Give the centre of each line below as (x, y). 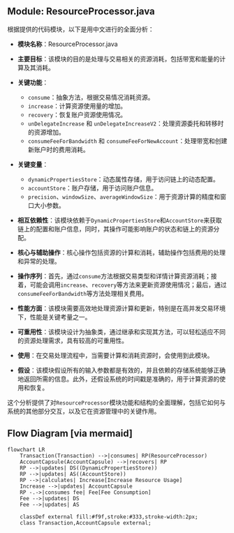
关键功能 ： (33, 82)
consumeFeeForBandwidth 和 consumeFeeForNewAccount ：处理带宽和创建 (127, 141)
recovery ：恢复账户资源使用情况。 (77, 114)
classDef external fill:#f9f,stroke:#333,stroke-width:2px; (109, 517)
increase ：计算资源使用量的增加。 (77, 106)
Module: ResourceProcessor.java (81, 12)
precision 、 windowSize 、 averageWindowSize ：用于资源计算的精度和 (124, 196)
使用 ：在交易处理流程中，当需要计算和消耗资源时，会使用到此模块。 (115, 355)
